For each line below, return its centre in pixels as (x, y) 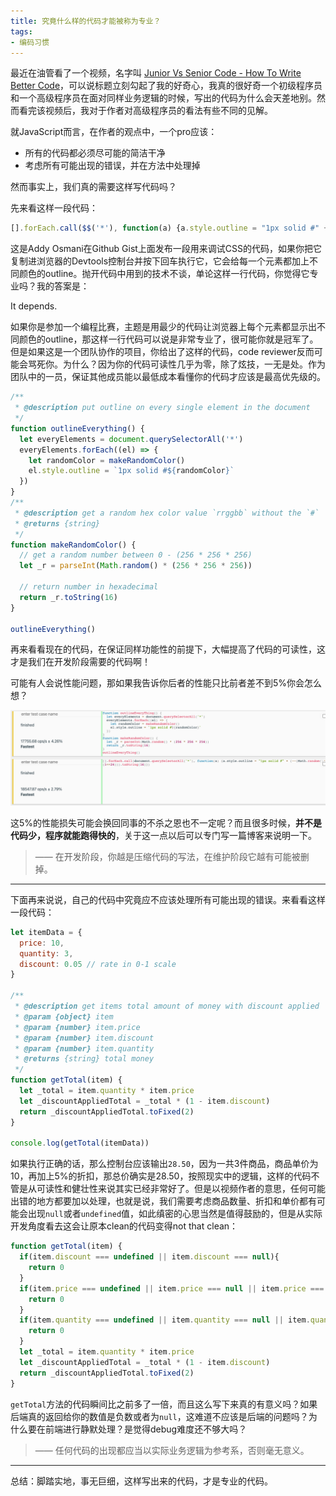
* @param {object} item (64, 1016)
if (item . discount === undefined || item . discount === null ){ (149, 1257)
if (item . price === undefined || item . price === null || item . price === (172, 1288)
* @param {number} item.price (77, 1027)
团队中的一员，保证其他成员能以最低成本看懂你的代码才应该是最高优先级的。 (168, 377)
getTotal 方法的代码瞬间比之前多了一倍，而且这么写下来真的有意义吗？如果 (164, 1404)
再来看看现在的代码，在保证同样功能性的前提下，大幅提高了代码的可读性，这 (168, 649)
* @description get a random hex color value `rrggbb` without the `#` (167, 513)
